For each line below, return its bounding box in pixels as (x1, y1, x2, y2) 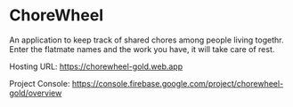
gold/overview (9, 88, 62, 98)
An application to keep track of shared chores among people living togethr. (9, 34, 284, 45)
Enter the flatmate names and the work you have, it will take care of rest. (9, 43, 275, 54)
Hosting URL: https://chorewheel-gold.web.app (9, 61, 183, 72)
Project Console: (9, 78, 70, 88)
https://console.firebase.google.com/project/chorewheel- (71, 78, 284, 88)
